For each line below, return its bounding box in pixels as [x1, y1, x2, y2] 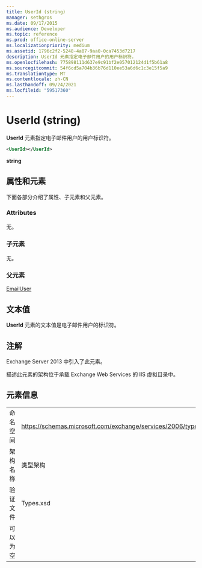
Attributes [6, 209, 37, 217]
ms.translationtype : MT [6, 71, 66, 77]
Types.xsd [21, 499, 51, 507]
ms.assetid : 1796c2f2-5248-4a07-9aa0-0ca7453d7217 [6, 48, 136, 54]
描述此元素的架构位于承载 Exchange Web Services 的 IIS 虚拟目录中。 [6, 371, 179, 378]
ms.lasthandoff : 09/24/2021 [6, 82, 77, 88]
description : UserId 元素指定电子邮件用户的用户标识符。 [6, 54, 136, 60]
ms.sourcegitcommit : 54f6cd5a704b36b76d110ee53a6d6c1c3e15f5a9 [6, 65, 168, 71]
